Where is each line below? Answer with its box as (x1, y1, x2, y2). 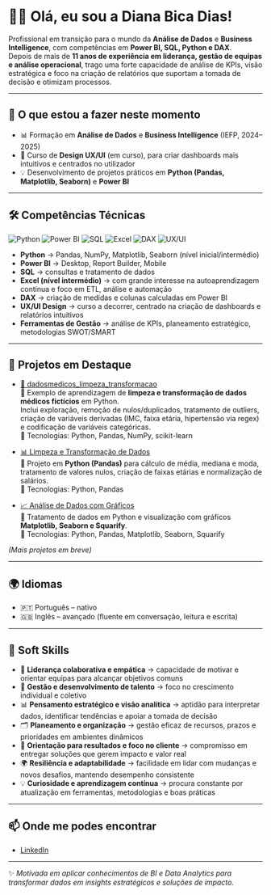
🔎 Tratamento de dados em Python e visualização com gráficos (19, 513, 231, 522)
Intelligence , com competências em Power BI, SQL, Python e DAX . (8, 42, 232, 52)
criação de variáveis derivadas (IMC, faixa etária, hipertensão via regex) (19, 414, 260, 424)
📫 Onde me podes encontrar (8, 820, 157, 834)
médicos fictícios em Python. (19, 396, 119, 407)
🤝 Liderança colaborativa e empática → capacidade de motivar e (19, 665, 240, 674)
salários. (19, 476, 48, 486)
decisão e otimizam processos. (8, 77, 112, 87)
